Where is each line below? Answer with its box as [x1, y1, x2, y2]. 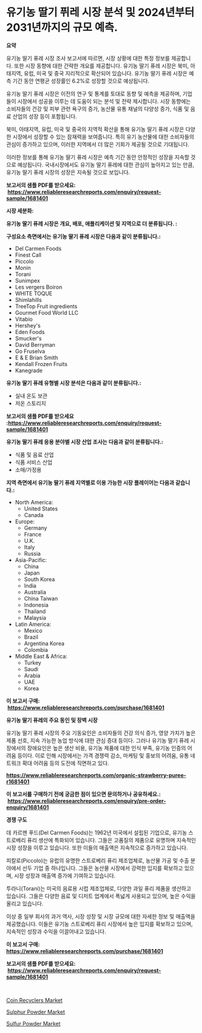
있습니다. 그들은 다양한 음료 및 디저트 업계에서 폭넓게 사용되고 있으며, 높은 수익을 [6, 892, 196, 899]
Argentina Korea [24, 640, 65, 647]
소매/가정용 [14, 466, 42, 473]
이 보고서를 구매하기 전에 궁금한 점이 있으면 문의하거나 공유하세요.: [6, 790, 161, 797]
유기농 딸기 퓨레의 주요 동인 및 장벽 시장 [6, 716, 98, 724]
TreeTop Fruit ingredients [14, 303, 78, 310]
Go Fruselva [14, 347, 45, 355]
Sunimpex [14, 277, 40, 284]
